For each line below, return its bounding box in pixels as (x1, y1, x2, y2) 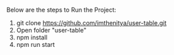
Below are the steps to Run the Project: (6, 6, 116, 14)
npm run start (16, 41, 55, 48)
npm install (16, 33, 48, 41)
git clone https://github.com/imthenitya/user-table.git (16, 19, 167, 26)
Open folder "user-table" (16, 26, 87, 34)
